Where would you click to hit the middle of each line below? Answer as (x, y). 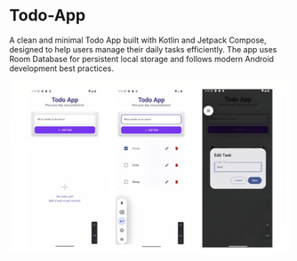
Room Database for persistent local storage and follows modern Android (141, 59)
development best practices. (61, 68)
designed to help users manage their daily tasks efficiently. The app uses (143, 49)
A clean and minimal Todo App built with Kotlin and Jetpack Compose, (138, 40)
